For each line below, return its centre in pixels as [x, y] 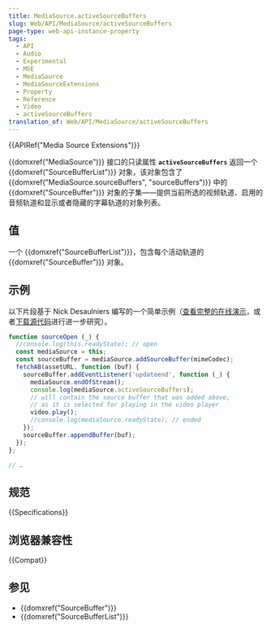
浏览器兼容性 [41, 540]
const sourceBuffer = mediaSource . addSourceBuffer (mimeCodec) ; [125, 360]
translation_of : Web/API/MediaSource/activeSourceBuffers [108, 122]
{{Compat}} [28, 560]
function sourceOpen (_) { [54, 337]
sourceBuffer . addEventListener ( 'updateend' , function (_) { [127, 374]
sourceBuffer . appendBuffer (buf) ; [80, 435]
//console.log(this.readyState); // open [87, 344]
